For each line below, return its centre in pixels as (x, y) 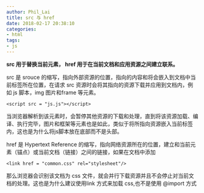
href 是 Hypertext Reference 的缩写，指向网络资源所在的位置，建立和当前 (98, 144)
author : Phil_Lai (28, 12)
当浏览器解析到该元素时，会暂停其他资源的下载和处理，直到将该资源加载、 (100, 116)
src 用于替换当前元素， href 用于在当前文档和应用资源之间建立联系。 (92, 64)
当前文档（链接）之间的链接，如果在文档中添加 (97, 152)
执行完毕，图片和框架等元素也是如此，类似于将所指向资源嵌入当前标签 (105, 123)
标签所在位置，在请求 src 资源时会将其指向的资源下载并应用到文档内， (100, 85)
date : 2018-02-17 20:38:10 (40, 23)
